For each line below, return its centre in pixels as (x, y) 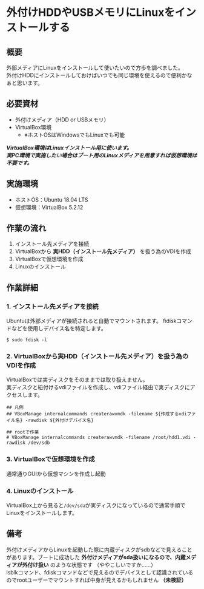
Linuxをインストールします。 (42, 513)
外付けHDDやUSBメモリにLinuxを (91, 12)
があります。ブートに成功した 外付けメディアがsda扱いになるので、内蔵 (96, 557)
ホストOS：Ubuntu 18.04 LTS (51, 199)
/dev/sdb (39, 443)
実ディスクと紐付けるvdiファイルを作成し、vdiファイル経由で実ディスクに (98, 387)
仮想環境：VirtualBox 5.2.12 (49, 207)
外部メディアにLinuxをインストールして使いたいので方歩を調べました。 (95, 68)
